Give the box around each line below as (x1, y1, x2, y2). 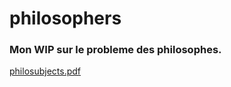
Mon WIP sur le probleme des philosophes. (9, 43, 222, 57)
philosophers (9, 7, 122, 30)
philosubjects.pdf (9, 65, 82, 77)
